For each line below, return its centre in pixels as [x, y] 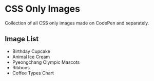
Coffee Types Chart [33, 73]
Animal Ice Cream [31, 57]
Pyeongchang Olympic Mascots [46, 62]
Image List [22, 39]
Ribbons [21, 67]
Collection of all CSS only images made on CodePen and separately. [77, 23]
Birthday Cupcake [31, 51]
